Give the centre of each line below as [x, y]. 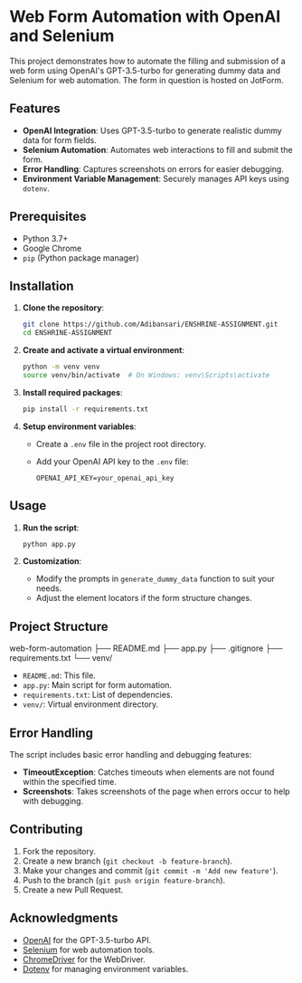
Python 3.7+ [45, 238]
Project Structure [59, 626]
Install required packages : [73, 392]
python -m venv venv [61, 367]
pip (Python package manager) [80, 258]
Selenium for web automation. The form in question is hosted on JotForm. [147, 80]
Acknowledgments [64, 918]
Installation [42, 286]
